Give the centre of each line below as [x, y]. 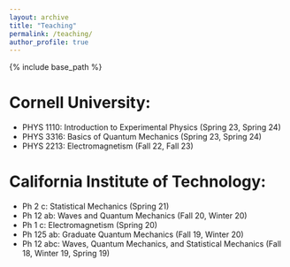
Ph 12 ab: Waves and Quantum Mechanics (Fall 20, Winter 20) [134, 216]
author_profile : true [49, 42]
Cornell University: [80, 103]
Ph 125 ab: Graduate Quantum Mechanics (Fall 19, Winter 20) [133, 234]
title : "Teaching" [43, 26]
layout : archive [39, 17]
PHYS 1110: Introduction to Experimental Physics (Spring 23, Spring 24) [151, 127]
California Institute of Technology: [138, 182]
